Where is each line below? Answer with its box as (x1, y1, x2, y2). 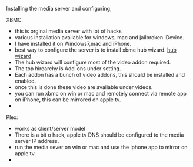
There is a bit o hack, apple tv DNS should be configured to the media (14, 131, 184, 138)
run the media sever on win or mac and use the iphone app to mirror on (14, 144, 188, 151)
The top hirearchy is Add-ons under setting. (14, 65, 121, 72)
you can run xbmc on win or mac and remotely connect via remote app (14, 90, 187, 97)
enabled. (14, 77, 36, 84)
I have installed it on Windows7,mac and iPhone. (14, 40, 132, 47)
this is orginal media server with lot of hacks (14, 28, 122, 35)
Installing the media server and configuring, (6, 5, 112, 12)
